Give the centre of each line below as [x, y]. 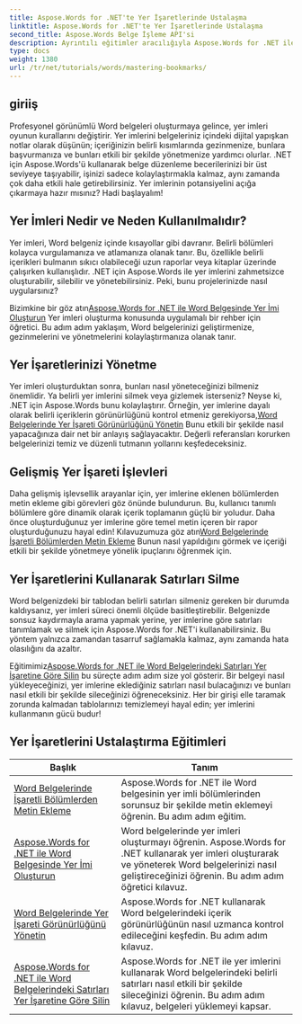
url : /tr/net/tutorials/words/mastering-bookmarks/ [108, 68]
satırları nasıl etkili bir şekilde [182, 984]
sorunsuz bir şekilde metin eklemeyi [197, 805]
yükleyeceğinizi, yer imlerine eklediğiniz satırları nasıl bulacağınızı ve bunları [150, 685]
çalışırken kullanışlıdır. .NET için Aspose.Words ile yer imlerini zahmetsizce [147, 272]
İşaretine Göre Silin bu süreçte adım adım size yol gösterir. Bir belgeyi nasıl [147, 675]
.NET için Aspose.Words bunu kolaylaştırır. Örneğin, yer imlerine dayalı [140, 405]
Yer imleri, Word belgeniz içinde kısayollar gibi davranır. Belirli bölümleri [142, 243]
